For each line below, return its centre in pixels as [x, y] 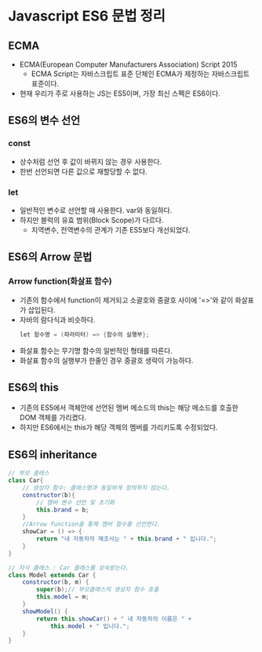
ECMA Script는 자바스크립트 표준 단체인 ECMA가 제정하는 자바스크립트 [140, 74]
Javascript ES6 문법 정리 [87, 16]
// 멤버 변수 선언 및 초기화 [76, 502]
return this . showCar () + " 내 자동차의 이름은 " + [114, 619]
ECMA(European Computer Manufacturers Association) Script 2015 [128, 64]
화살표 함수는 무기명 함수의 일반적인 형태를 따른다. [96, 350]
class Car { [26, 481]
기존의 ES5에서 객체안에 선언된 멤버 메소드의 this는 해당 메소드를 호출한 [129, 408]
